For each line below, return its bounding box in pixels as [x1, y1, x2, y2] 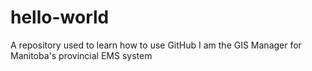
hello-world [10, 6, 110, 29]
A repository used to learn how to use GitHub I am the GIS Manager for [10, 39, 302, 51]
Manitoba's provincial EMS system [10, 49, 153, 61]
